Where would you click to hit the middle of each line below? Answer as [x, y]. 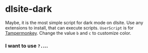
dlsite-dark [29, 9]
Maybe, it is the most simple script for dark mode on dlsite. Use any [74, 23]
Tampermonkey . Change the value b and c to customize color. [68, 33]
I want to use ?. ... [27, 46]
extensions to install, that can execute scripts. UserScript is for [70, 27]
